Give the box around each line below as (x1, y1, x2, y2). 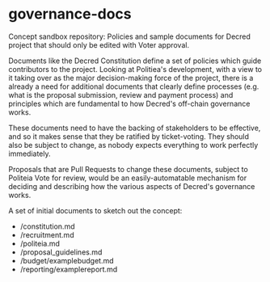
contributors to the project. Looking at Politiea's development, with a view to (8, 64, 263, 74)
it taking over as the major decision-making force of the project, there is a (8, 73, 254, 82)
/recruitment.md (19, 229, 74, 239)
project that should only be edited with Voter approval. (8, 40, 190, 49)
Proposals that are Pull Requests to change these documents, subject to (8, 164, 248, 174)
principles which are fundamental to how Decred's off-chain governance (8, 99, 251, 108)
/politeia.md (19, 238, 61, 248)
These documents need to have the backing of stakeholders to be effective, (8, 123, 261, 133)
